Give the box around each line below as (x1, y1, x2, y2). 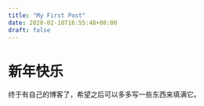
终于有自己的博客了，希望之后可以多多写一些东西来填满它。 (8, 90, 201, 99)
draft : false (8, 26, 51, 34)
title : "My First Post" (8, 11, 86, 20)
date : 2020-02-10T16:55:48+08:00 (8, 19, 118, 27)
